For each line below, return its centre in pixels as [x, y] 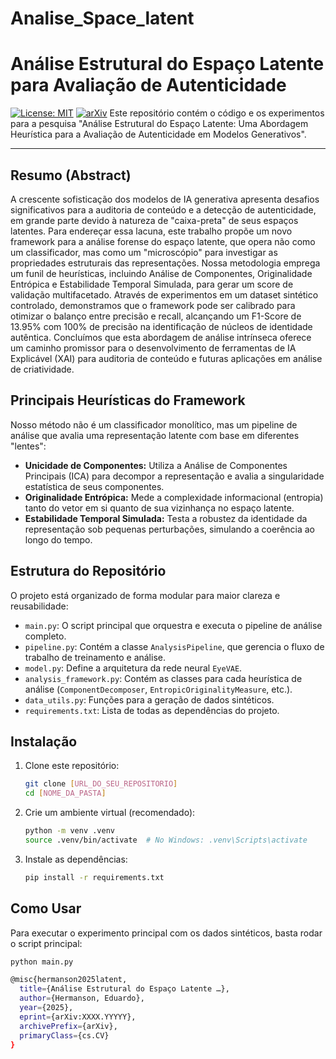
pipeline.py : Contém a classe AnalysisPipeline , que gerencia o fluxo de [174, 646]
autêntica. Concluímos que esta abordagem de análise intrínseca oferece [161, 337]
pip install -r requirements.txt [94, 877]
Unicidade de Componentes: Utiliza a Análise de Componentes [156, 465]
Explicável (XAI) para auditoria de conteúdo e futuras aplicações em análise [166, 358]
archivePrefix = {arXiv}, [68, 1026]
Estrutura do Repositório [88, 571]
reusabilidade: [39, 606]
